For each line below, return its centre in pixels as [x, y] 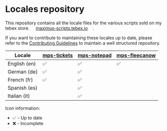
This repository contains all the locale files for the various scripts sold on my [83, 23]
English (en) [22, 64]
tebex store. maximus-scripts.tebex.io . [50, 28]
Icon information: [23, 108]
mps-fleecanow [136, 55]
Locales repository [45, 9]
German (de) [23, 71]
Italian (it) [19, 96]
